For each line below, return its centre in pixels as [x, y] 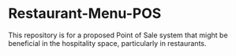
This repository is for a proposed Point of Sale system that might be [118, 35]
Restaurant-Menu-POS [85, 14]
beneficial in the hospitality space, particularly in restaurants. [107, 43]
